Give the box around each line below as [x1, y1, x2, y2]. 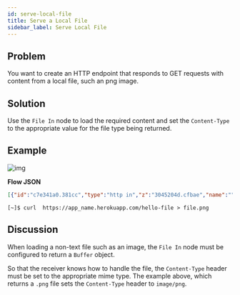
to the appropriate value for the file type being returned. [7, 124, 172, 132]
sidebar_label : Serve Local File [7, 24, 107, 31]
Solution [7, 97, 46, 109]
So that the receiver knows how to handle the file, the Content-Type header [7, 264, 227, 272]
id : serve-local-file [7, 10, 72, 18]
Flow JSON [7, 177, 41, 186]
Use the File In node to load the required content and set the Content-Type [7, 116, 230, 125]
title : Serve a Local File [7, 17, 88, 24]
